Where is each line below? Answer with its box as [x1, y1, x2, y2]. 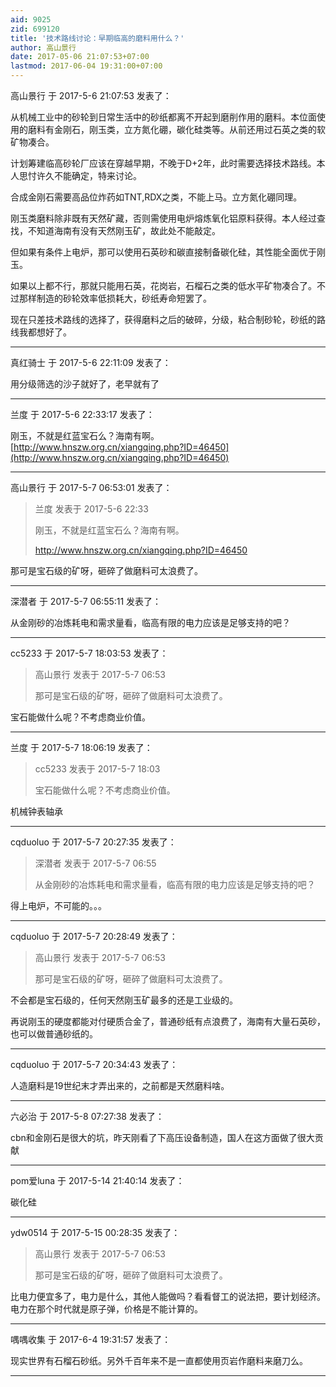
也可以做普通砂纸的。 [10, 1028, 98, 1040]
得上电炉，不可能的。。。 [10, 900, 107, 911]
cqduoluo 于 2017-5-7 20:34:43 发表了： [10, 1059, 179, 1070]
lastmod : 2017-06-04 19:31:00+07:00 [10, 61, 163, 71]
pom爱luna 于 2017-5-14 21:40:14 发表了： [10, 1175, 185, 1186]
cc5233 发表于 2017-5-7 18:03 [34, 763, 161, 775]
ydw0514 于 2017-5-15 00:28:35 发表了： [10, 1227, 181, 1238]
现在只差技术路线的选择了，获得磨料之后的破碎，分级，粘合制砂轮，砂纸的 [10, 314, 317, 325]
